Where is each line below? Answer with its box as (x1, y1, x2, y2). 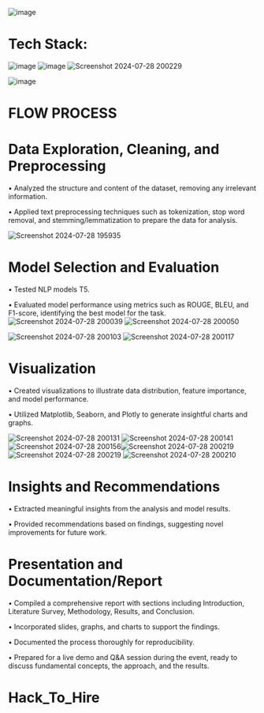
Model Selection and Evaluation (8, 258, 220, 277)
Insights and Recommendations (8, 478, 221, 496)
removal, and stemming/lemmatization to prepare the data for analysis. (8, 216, 238, 225)
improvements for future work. (8, 527, 108, 537)
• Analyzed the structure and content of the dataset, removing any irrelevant (8, 183, 257, 193)
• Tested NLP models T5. (8, 285, 90, 294)
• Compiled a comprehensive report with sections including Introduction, (8, 598, 245, 608)
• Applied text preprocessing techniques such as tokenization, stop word (8, 207, 245, 217)
